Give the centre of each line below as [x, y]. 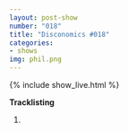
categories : [31, 43]
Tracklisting [32, 102]
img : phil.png [36, 59]
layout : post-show [43, 18]
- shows [24, 51]
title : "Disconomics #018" [60, 34]
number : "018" [36, 26]
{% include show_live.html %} [64, 85]
